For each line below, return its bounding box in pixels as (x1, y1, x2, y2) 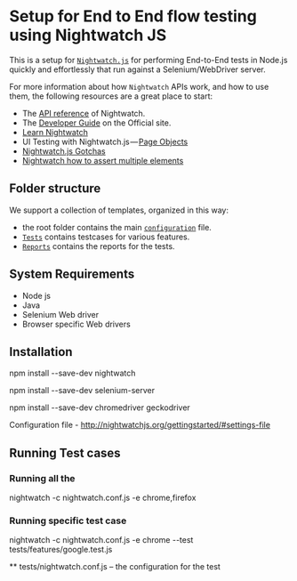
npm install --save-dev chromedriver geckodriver (9, 402, 191, 413)
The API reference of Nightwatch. (21, 108, 146, 118)
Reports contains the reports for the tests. (21, 240, 175, 251)
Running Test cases (9, 445, 122, 460)
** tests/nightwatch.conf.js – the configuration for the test (9, 561, 221, 572)
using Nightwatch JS (9, 25, 167, 45)
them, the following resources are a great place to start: (9, 91, 213, 101)
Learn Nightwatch (21, 126, 89, 137)
